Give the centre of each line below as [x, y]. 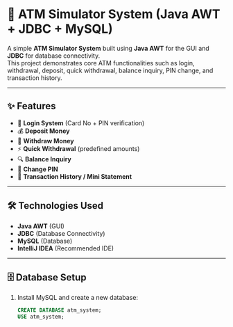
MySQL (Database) [45, 241]
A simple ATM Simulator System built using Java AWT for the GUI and [108, 48]
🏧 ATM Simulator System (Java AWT [114, 14]
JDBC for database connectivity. [54, 56]
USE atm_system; [41, 317]
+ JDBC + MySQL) [60, 29]
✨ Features [32, 106]
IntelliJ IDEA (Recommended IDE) [66, 248]
